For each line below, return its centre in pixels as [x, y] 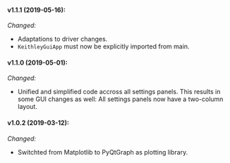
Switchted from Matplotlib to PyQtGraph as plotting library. [103, 152]
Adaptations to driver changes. [62, 39]
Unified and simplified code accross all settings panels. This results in [119, 92]
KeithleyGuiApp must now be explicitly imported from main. [103, 46]
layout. [27, 107]
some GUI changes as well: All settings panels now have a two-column [120, 99]
